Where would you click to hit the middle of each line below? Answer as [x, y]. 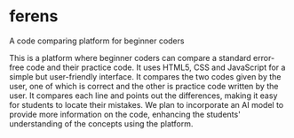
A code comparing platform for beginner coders [97, 41]
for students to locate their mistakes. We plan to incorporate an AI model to [147, 104]
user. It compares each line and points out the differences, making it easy [143, 96]
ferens [34, 16]
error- [264, 57]
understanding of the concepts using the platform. [101, 123]
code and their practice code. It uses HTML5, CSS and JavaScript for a [156, 67]
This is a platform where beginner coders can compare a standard [130, 57]
